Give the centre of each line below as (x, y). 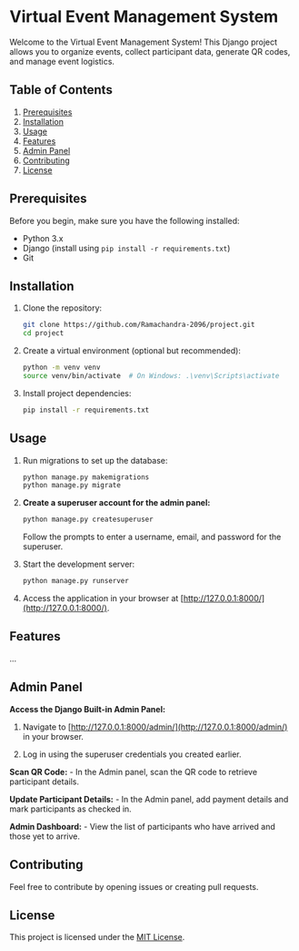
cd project (43, 333)
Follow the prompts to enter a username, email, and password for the (152, 537)
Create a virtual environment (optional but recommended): (131, 351)
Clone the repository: (62, 308)
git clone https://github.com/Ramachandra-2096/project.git (139, 325)
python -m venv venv (61, 368)
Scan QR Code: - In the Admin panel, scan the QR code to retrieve (133, 772)
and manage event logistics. (62, 61)
